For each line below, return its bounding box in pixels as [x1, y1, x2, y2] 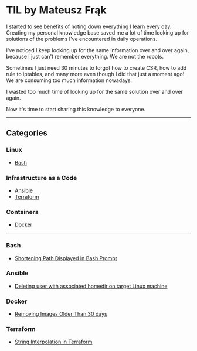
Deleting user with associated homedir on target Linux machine [14, 282, 168, 289]
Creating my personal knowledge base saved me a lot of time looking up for [6, 29, 189, 36]
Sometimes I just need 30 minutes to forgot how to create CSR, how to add [6, 64, 187, 71]
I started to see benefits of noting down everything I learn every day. [6, 23, 172, 30]
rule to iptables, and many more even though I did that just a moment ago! [6, 70, 185, 77]
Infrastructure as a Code [6, 173, 77, 182]
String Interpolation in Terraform [14, 338, 93, 346]
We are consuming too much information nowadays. [6, 77, 133, 84]
